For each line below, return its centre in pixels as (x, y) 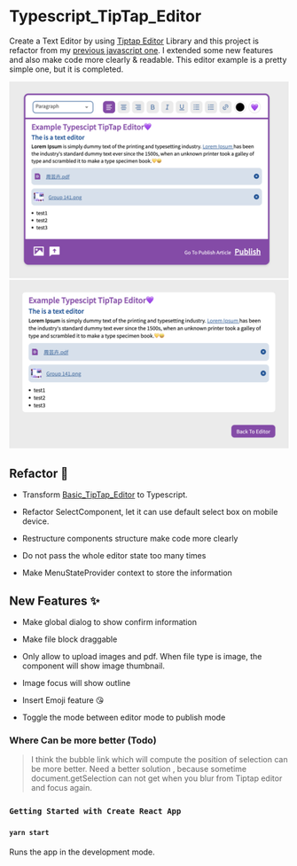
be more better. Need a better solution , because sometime (138, 769)
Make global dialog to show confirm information (109, 622)
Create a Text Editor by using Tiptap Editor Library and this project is (134, 41)
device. (35, 521)
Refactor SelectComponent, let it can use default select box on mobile (150, 512)
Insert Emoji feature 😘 (63, 700)
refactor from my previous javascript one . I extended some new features (141, 50)
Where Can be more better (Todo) (83, 740)
